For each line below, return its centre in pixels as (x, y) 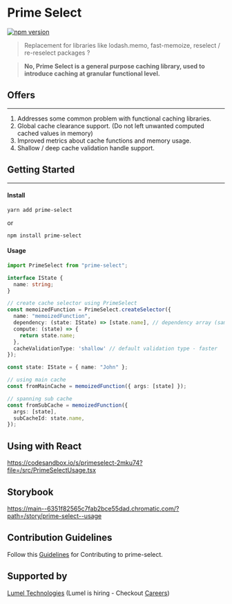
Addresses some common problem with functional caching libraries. (114, 118)
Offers (21, 95)
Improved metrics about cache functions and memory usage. (104, 141)
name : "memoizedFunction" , (52, 317)
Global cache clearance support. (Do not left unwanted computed (111, 125)
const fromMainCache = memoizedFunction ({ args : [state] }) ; (97, 387)
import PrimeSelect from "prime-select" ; (68, 265)
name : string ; (33, 284)
